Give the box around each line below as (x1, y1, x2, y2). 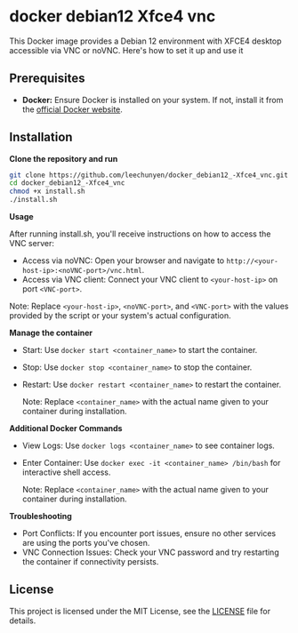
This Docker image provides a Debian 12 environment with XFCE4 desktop (9, 36, 282, 46)
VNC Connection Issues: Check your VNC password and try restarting (21, 547, 279, 557)
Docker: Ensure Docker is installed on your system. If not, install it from (21, 94, 284, 105)
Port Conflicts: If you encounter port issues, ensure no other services (21, 528, 277, 539)
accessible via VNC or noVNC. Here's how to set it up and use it (9, 44, 244, 55)
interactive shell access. (21, 467, 111, 477)
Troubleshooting (9, 511, 73, 522)
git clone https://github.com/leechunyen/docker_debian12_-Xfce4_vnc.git (9, 171, 289, 180)
